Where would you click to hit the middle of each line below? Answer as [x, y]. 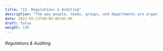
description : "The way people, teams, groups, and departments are [75, 14]
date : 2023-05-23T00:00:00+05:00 [39, 18]
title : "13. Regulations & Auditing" [43, 9]
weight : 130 [17, 28]
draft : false [18, 23]
